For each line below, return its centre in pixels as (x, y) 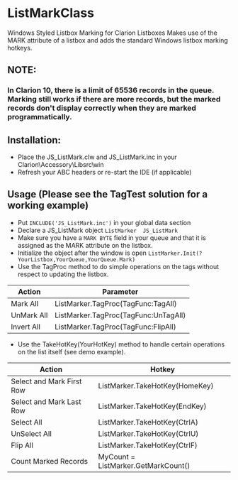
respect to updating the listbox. (63, 274)
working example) (48, 206)
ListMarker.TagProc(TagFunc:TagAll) (115, 303)
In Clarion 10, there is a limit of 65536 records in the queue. (111, 90)
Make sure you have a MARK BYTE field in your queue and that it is (112, 238)
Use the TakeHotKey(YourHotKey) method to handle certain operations (121, 344)
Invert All (26, 327)
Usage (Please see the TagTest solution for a (107, 194)
